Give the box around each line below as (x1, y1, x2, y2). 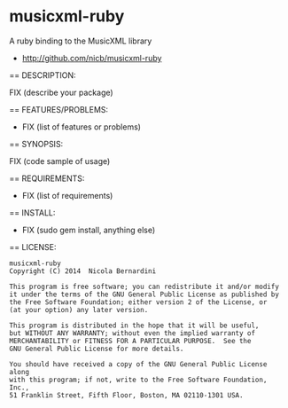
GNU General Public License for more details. (9, 344, 184, 353)
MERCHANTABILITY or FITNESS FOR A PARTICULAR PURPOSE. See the (9, 336, 252, 345)
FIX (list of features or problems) (21, 122, 142, 132)
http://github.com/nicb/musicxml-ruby (21, 52, 162, 63)
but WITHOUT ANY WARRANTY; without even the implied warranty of (9, 328, 255, 338)
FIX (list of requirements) (21, 190, 113, 200)
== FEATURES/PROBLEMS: (9, 104, 109, 114)
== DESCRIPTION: (9, 69, 76, 81)
